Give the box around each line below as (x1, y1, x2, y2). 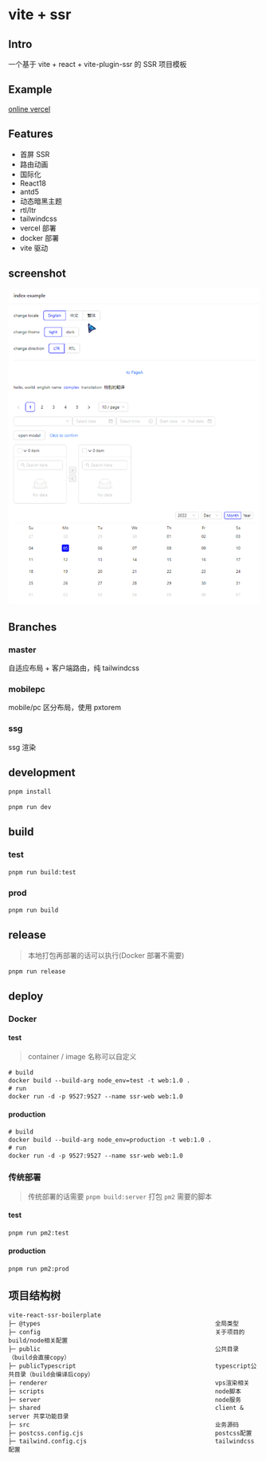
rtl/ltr (19, 205, 37, 214)
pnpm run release (8, 967, 66, 976)
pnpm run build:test (8, 868, 77, 876)
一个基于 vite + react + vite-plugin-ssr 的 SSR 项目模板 (8, 60, 187, 69)
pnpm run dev (8, 803, 52, 811)
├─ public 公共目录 (8, 1345, 239, 1353)
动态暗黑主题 (19, 196, 62, 206)
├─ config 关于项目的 (8, 1329, 245, 1337)
